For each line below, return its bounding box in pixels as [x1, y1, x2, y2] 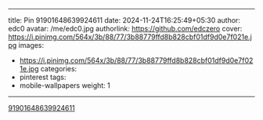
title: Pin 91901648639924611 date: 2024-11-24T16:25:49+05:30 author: [8, 16, 241, 24]
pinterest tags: [19, 72, 67, 82]
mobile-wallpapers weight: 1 [19, 81, 111, 90]
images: [18, 41, 45, 49]
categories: [40, 64, 77, 73]
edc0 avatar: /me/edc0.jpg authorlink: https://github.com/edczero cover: [8, 24, 243, 33]
